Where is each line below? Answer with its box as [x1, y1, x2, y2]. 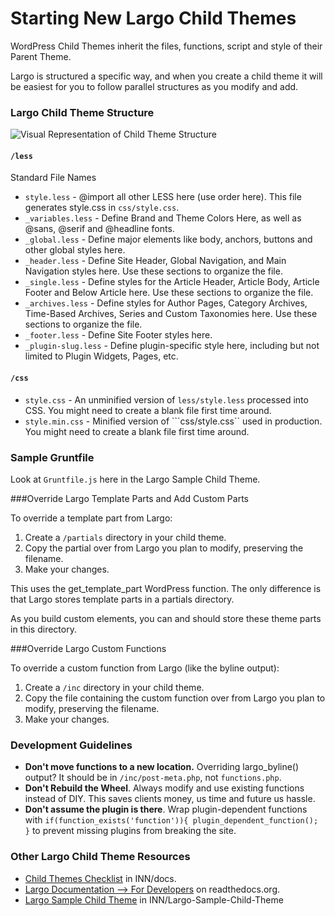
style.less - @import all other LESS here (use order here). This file [24, 191, 302, 203]
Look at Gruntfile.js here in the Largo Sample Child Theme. [10, 473, 261, 485]
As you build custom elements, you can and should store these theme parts [10, 612, 322, 624]
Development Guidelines [10, 738, 133, 752]
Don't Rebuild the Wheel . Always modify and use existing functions [24, 782, 305, 794]
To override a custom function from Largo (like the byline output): [10, 662, 280, 674]
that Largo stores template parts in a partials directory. [10, 593, 235, 605]
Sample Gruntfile [10, 450, 95, 464]
